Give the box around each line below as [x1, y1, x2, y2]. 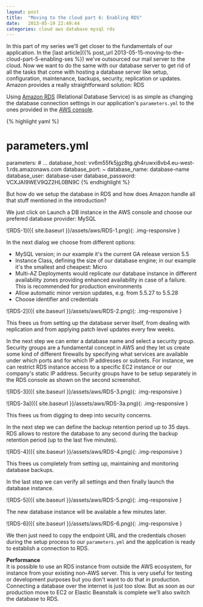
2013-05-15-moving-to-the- [114, 49, 184, 57]
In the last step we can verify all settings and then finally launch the [6, 478, 175, 485]
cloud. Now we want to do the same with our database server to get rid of [6, 62, 191, 69]
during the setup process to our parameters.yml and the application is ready [6, 538, 196, 546]
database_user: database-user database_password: [6, 172, 136, 179]
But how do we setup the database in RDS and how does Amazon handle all [6, 190, 196, 198]
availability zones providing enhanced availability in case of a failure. [15, 276, 187, 283]
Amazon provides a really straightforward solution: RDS [6, 82, 144, 89]
